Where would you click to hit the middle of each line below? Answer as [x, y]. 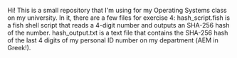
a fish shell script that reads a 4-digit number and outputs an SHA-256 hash [118, 25]
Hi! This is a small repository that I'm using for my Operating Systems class [117, 10]
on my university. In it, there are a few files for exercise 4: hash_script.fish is [118, 18]
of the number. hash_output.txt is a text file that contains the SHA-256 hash [118, 33]
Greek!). [19, 48]
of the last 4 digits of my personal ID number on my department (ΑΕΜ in [113, 40]
